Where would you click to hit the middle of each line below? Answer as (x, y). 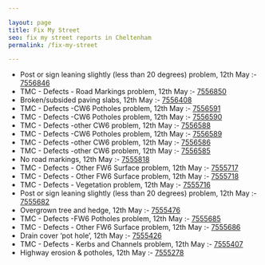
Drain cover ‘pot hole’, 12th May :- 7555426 (91, 235)
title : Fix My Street (44, 30)
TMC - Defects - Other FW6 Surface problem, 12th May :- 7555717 (129, 168)
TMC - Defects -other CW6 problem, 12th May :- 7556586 (115, 142)
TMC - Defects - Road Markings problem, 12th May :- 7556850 (123, 92)
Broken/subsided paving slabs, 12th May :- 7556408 (106, 100)
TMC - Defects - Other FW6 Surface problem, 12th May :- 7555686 (130, 227)
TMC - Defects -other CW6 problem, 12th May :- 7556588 (115, 125)
